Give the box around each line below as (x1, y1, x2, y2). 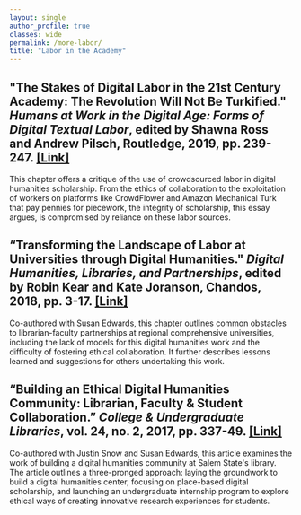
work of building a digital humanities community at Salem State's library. (9, 457, 277, 467)
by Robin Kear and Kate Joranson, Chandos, (9, 280, 262, 295)
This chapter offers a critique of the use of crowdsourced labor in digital (9, 173, 276, 184)
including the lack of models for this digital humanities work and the (9, 336, 261, 347)
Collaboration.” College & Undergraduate (9, 410, 244, 425)
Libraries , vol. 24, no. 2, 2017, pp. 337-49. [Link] (9, 423, 283, 440)
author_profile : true (9, 22, 91, 31)
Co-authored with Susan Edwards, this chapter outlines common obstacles (9, 318, 288, 328)
